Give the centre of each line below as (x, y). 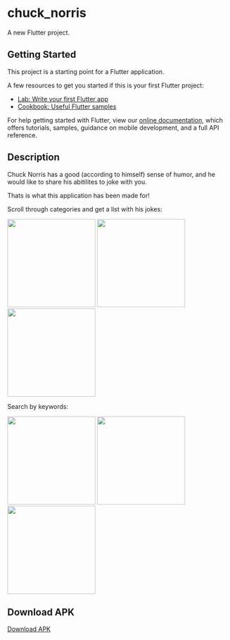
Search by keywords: (38, 406)
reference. (22, 135)
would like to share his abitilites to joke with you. (77, 182)
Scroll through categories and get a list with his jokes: (85, 209)
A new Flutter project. (39, 32)
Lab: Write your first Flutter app (63, 99)
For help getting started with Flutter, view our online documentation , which (115, 120)
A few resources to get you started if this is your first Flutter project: (106, 85)
